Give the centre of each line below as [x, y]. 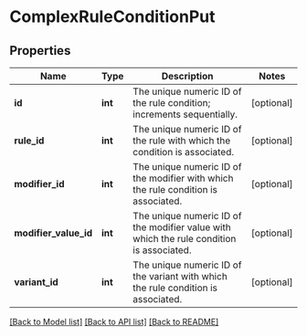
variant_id [37, 282]
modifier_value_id [53, 233]
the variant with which [180, 276]
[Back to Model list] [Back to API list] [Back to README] [114, 322]
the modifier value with [181, 227]
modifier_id [40, 184]
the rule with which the [181, 141]
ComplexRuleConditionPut [112, 17]
